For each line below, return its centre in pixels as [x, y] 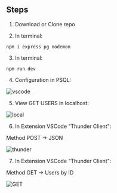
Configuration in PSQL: [43, 79]
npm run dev [21, 69]
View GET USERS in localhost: [52, 103]
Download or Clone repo [45, 24]
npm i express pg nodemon [38, 47]
